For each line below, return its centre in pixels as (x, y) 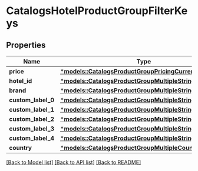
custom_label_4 (32, 138)
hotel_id (21, 81)
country (21, 148)
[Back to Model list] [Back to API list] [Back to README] (74, 162)
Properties (26, 45)
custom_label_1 (32, 110)
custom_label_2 (32, 119)
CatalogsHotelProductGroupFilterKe (97, 11)
